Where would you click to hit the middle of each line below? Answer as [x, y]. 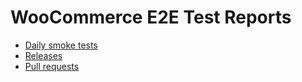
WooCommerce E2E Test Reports [151, 17]
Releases [43, 55]
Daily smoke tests [61, 45]
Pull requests [52, 66]
